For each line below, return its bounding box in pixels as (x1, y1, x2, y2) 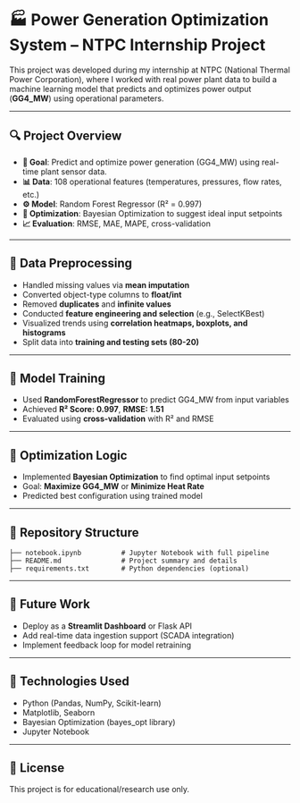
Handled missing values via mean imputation (21, 279, 190, 290)
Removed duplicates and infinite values (21, 299, 171, 309)
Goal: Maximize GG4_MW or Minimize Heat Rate (21, 481, 205, 492)
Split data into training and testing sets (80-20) (21, 336, 199, 347)
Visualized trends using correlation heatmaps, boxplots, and (21, 317, 248, 328)
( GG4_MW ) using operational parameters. (9, 93, 164, 104)
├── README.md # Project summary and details (9, 556, 238, 565)
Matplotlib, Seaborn (21, 706, 96, 718)
